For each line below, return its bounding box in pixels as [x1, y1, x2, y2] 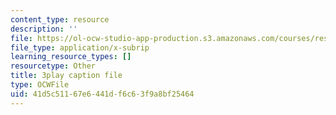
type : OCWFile [10, 80, 70, 90]
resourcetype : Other [10, 61, 97, 71]
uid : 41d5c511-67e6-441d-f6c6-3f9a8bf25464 [10, 89, 195, 99]
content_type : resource [10, 14, 110, 25]
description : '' [10, 24, 78, 34]
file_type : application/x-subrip [10, 42, 150, 53]
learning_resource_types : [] [10, 52, 132, 62]
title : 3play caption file [10, 71, 123, 81]
